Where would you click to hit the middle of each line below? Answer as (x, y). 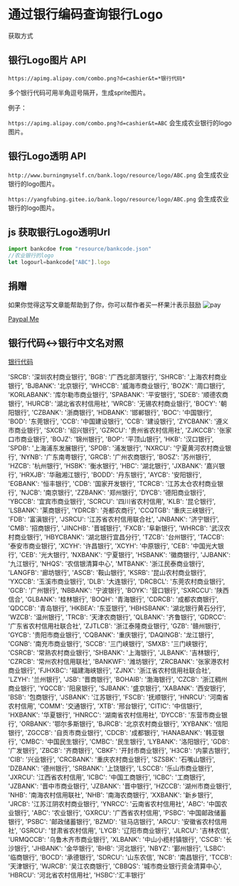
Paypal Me (24, 319)
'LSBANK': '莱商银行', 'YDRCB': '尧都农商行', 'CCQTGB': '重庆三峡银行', (111, 510)
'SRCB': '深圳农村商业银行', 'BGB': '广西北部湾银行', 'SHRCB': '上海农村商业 (117, 376)
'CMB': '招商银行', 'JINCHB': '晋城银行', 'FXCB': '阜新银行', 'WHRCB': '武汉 (116, 528)
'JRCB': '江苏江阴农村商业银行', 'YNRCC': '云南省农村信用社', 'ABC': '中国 (115, 803)
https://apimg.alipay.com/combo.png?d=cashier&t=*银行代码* (97, 78)
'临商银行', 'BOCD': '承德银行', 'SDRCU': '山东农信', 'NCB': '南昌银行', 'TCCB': (120, 857)
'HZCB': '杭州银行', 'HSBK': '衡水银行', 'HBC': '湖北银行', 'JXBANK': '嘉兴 (113, 465)
